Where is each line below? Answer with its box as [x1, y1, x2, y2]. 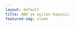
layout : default [5, 7, 39, 12]
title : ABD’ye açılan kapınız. [5, 12, 71, 17]
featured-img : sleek [5, 16, 49, 21]
